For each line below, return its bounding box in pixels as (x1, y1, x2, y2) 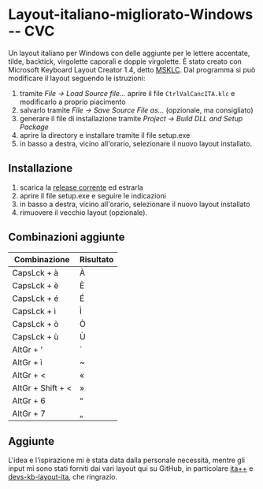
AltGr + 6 (12, 395, 46, 406)
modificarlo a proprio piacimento (19, 97, 126, 106)
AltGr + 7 (12, 408, 46, 419)
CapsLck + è (12, 280, 59, 291)
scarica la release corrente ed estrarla (19, 183, 143, 192)
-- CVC (8, 22, 55, 40)
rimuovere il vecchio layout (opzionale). (19, 207, 148, 217)
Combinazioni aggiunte (8, 231, 125, 244)
